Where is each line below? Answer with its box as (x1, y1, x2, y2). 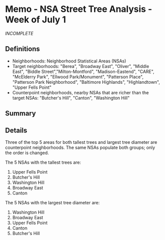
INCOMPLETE (5, 30, 34, 36)
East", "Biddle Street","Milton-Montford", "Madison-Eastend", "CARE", (12, 68, 155, 74)
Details (5, 126, 27, 134)
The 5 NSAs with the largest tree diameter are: (5, 199, 100, 205)
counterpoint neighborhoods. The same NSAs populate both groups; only (5, 144, 155, 150)
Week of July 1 (5, 14, 66, 25)
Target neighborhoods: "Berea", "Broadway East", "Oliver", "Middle (12, 63, 150, 69)
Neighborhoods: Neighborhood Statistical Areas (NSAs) (12, 58, 126, 64)
